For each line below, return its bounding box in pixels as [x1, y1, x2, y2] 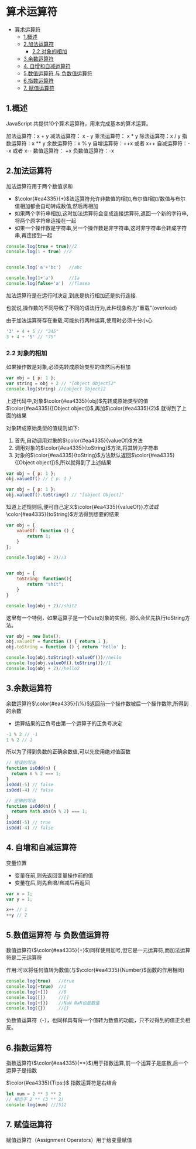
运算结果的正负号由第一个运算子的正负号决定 [14, 719, 123, 727]
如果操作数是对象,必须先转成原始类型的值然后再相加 [6, 363, 131, 370]
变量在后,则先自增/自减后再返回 [14, 879, 90, 886]
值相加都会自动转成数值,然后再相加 [14, 202, 98, 209]
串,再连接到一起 [14, 232, 53, 239]
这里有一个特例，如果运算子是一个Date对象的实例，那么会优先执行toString [6, 614, 185, 621]
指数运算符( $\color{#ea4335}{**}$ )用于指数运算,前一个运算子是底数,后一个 [6, 1059, 189, 1067]
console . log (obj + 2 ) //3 [6, 555, 67, 560]
